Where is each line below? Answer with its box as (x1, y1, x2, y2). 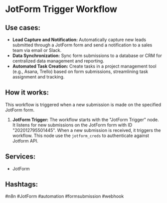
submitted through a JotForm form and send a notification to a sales (12, 42, 153, 48)
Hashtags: (5, 180, 38, 188)
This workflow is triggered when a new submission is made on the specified (5, 101, 162, 107)
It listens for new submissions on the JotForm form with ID (12, 121, 133, 128)
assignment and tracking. (12, 74, 65, 79)
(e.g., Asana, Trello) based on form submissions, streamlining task (12, 68, 149, 74)
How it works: (5, 88, 49, 97)
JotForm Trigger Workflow (5, 3, 117, 15)
